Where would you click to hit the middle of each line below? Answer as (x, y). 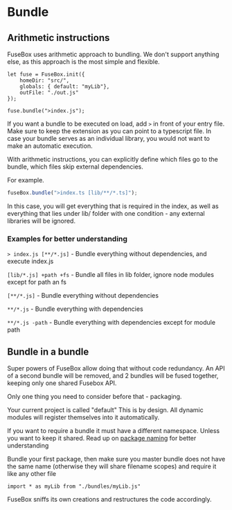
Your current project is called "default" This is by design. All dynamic (105, 409)
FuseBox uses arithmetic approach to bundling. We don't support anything (113, 54)
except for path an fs (37, 282)
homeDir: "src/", (45, 80)
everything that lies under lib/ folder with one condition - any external (106, 213)
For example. (26, 180)
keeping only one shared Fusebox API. (62, 383)
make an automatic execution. (50, 146)
